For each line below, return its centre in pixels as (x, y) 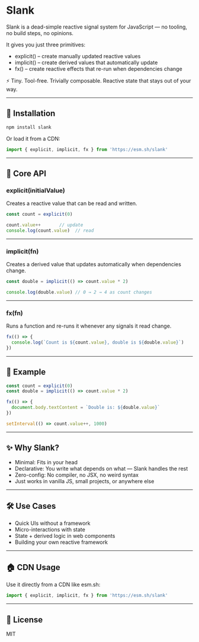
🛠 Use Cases (31, 506)
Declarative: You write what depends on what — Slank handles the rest (101, 468)
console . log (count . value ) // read (50, 230)
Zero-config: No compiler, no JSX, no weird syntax (77, 475)
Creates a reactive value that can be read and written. (72, 203)
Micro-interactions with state (50, 530)
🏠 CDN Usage (33, 567)
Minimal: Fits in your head (46, 462)
